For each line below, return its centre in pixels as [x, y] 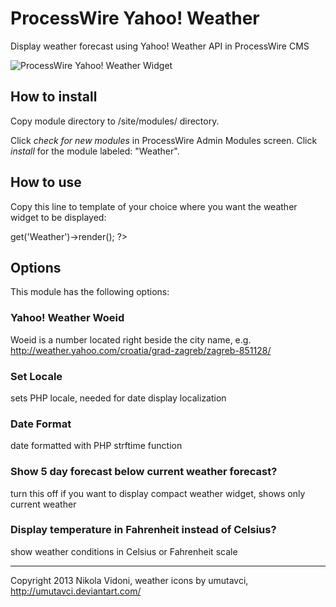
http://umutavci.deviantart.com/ [76, 591]
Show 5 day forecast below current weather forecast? [144, 472]
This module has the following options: [90, 292]
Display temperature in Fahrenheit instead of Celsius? [143, 530]
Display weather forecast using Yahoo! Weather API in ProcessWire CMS [160, 46]
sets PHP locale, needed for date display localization [118, 398]
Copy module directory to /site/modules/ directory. [115, 121]
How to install [54, 97]
